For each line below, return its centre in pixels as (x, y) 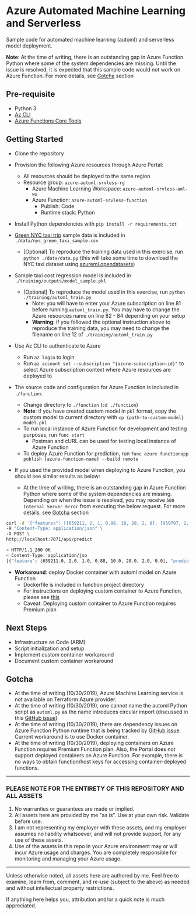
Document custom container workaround (64, 661)
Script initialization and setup (49, 648)
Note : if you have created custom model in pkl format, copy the (100, 411)
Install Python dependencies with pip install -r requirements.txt (96, 223)
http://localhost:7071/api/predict (49, 540)
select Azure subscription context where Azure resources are (97, 369)
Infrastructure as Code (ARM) (50, 642)
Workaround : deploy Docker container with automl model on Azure (95, 572)
